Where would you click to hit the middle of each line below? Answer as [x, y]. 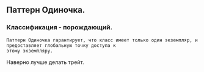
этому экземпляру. [30, 51]
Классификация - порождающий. [60, 27]
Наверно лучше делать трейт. [45, 62]
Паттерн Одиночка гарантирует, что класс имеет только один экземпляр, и [102, 40]
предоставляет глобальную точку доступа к [61, 45]
